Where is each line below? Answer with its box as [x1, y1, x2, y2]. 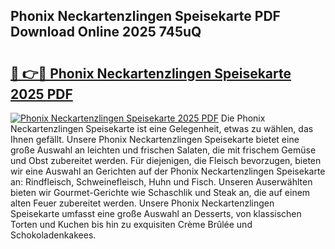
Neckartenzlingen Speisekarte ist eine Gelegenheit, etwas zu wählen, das [10, 123, 314, 134]
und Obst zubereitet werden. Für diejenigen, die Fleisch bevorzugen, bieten [10, 155, 322, 166]
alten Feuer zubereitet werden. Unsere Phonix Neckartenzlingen [10, 197, 275, 209]
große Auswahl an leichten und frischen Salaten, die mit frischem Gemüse [10, 144, 317, 156]
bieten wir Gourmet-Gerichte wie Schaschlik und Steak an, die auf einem [10, 187, 311, 198]
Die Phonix [220, 112, 266, 124]
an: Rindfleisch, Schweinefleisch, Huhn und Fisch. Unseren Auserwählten [10, 176, 313, 188]
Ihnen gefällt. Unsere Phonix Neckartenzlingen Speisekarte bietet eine [10, 134, 300, 145]
